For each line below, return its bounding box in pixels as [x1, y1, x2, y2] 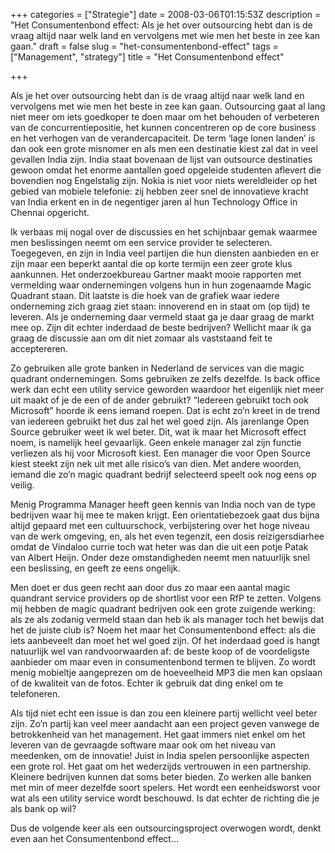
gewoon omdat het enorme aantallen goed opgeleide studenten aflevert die [10, 164, 322, 176]
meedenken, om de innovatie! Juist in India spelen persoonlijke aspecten [10, 750, 310, 761]
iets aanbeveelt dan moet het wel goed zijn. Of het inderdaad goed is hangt [10, 635, 320, 646]
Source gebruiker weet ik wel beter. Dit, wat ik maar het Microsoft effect [10, 426, 307, 438]
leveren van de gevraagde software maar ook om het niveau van [10, 739, 277, 751]
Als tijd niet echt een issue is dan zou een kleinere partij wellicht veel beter [10, 707, 318, 719]
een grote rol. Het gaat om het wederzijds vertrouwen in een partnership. [10, 760, 312, 772]
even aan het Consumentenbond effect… [10, 833, 180, 844]
